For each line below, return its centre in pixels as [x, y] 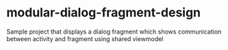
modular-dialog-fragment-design [104, 13]
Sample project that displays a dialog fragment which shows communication [114, 32]
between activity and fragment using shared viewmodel [85, 38]
